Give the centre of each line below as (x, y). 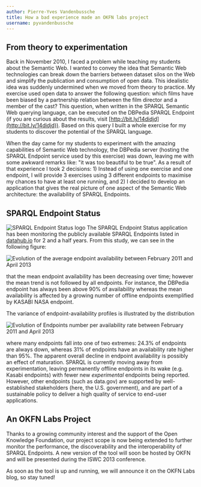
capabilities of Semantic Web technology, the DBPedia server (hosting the (97, 150)
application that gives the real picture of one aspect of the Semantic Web (97, 188)
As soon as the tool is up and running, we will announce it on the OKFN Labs (100, 471)
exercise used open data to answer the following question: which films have (100, 94)
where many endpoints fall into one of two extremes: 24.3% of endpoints (97, 343)
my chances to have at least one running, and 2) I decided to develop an (95, 182)
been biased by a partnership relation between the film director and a (92, 100)
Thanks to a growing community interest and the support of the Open (92, 434)
